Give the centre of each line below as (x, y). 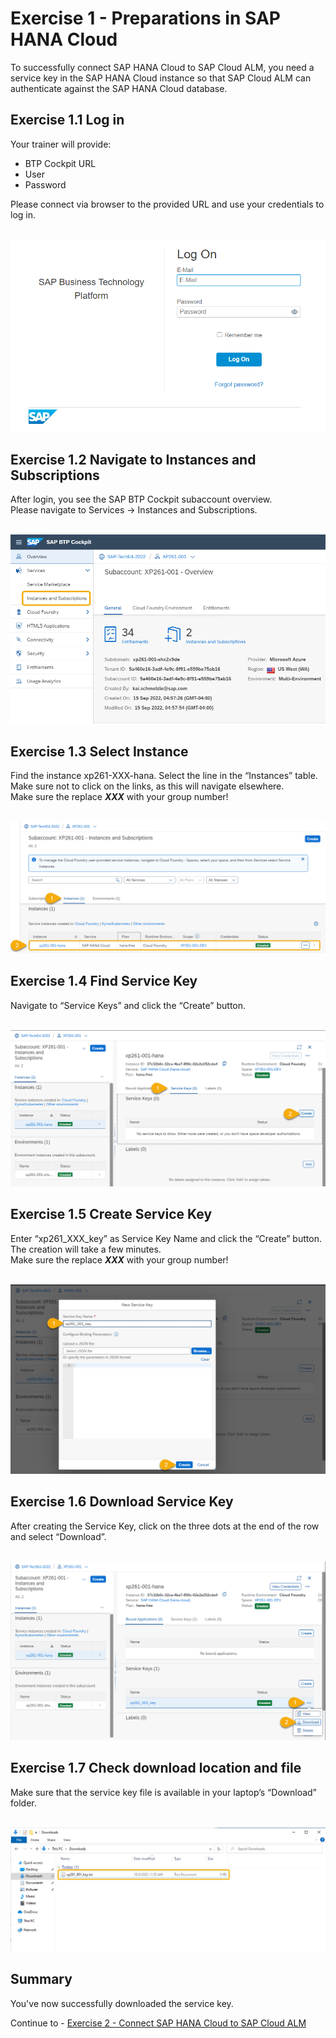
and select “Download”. (58, 1536)
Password (45, 184)
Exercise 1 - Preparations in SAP (145, 18)
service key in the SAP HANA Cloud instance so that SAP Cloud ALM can (161, 78)
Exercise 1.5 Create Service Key (111, 1214)
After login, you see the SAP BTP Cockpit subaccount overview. (141, 499)
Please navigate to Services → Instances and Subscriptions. (134, 510)
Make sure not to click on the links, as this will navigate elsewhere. (147, 786)
